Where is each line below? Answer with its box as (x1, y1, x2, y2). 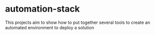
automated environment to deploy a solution (5, 24, 94, 30)
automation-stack (5, 3, 80, 15)
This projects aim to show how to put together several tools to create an (5, 19, 151, 25)
